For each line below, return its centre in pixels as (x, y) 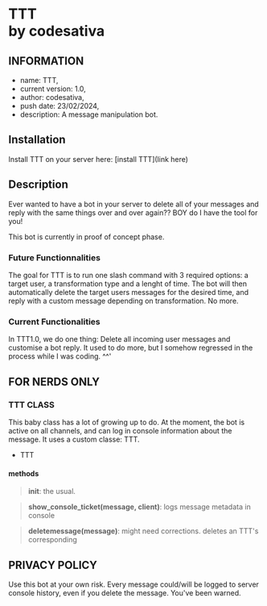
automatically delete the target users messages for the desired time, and (129, 292)
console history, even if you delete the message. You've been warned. (125, 592)
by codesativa (57, 31)
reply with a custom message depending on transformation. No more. (123, 301)
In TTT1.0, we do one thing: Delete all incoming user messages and (119, 339)
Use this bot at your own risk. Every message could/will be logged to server (134, 584)
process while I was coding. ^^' (60, 356)
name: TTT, (39, 80)
